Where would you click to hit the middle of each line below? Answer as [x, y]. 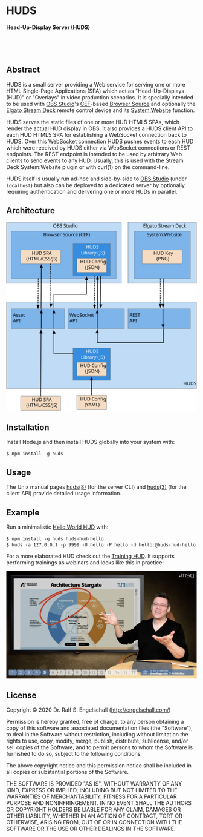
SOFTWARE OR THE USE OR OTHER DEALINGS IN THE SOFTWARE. [91, 829]
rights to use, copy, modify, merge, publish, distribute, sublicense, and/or [97, 741]
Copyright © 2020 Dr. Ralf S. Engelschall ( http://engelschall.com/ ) [89, 710]
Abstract [23, 70]
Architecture [31, 210]
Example [23, 512]
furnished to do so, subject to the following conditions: [74, 754]
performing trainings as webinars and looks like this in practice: [85, 563]
